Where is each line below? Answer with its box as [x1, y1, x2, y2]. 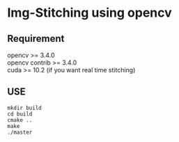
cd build [7, 110, 33, 118]
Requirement [7, 33, 65, 45]
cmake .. [7, 116, 33, 123]
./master [7, 129, 33, 136]
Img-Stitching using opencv [7, 5, 172, 21]
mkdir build [7, 104, 42, 111]
